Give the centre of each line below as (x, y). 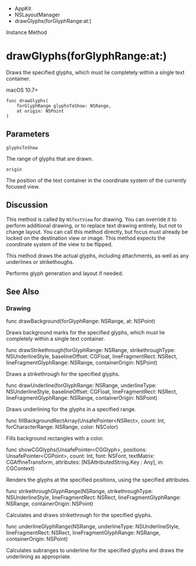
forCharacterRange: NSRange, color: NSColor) (62, 427)
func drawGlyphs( (27, 101)
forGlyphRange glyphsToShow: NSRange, (64, 106)
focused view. (23, 186)
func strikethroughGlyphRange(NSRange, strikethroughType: (80, 491)
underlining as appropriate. (39, 557)
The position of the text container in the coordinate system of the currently (96, 180)
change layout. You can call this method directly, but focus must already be (97, 232)
